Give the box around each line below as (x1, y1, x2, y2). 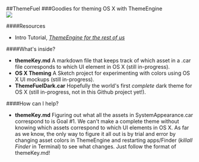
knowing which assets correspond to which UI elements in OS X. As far (14, 124, 189, 131)
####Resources (6, 23, 46, 29)
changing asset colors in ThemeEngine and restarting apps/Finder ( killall (14, 136, 193, 144)
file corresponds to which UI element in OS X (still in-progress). (14, 63, 170, 70)
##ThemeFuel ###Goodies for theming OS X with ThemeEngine (6, 5, 163, 12)
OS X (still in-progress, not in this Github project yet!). (14, 88, 147, 96)
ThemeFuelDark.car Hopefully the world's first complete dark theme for (14, 82, 192, 89)
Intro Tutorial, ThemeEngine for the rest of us (14, 34, 125, 41)
